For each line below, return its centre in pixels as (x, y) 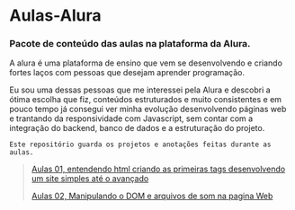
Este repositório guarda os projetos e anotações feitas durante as (140, 144)
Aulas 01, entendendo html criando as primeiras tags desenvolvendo (158, 169)
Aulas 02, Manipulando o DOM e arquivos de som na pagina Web (152, 196)
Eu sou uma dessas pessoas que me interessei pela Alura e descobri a (140, 90)
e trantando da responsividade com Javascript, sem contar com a (131, 118)
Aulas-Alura (55, 16)
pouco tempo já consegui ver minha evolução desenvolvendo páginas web (148, 109)
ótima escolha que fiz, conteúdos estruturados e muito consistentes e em (145, 100)
